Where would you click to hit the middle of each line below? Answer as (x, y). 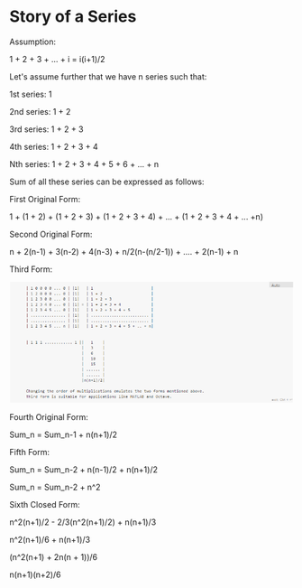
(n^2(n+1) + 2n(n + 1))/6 (54, 557)
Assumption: (33, 42)
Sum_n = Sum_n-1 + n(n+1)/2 (64, 434)
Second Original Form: (51, 234)
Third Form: (31, 269)
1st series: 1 (31, 94)
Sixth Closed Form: (45, 505)
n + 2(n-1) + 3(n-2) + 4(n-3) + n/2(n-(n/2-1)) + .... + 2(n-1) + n (124, 251)
